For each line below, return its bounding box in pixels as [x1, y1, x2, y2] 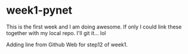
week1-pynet [6, 4, 73, 17]
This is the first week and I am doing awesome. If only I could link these [6, 23, 182, 30]
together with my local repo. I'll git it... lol [6, 29, 106, 36]
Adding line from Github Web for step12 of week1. [6, 41, 128, 48]
